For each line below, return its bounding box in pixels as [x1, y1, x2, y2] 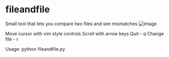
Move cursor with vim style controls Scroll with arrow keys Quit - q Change [5, 30, 164, 36]
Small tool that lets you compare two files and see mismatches [5, 21, 138, 27]
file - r [5, 36, 18, 42]
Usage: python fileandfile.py [5, 46, 65, 52]
